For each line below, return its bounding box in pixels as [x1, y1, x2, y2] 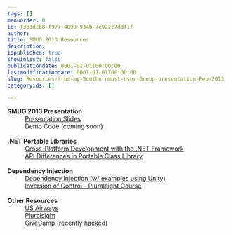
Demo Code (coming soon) [25, 122, 103, 130]
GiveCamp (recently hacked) [25, 219, 108, 228]
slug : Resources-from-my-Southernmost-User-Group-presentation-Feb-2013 [7, 75, 225, 83]
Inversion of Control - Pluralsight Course [25, 181, 142, 190]
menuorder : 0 [7, 17, 46, 24]
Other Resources [7, 197, 58, 205]
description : [7, 43, 46, 50]
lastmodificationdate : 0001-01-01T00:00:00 [7, 69, 137, 76]
